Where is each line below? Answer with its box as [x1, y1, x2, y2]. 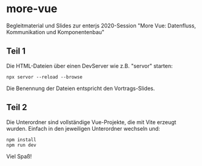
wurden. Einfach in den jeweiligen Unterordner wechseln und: [6, 125, 161, 132]
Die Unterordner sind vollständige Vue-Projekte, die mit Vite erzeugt [6, 118, 177, 126]
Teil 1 [6, 46, 26, 57]
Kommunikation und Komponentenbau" [6, 28, 105, 35]
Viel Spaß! [6, 153, 32, 160]
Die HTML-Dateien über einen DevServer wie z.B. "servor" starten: [6, 62, 173, 69]
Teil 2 [6, 102, 27, 112]
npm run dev [6, 142, 36, 148]
